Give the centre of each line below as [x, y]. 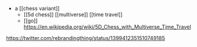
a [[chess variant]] [37, 8]
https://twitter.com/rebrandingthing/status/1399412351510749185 [86, 38]
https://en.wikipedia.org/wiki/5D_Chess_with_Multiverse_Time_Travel [107, 27]
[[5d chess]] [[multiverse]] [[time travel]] [73, 15]
